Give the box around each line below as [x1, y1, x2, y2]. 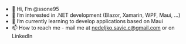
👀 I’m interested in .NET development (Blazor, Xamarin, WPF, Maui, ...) [11, 12, 181, 19]
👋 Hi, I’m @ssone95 [11, 6, 60, 12]
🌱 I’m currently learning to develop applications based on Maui [11, 18, 163, 24]
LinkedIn [11, 32, 33, 39]
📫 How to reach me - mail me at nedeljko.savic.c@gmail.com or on [11, 24, 175, 31]
